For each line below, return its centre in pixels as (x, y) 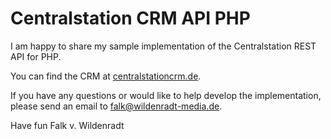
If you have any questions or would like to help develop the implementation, (166, 95)
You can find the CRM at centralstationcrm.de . (106, 76)
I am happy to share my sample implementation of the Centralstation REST (163, 46)
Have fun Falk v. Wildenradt (67, 125)
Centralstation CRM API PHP (130, 18)
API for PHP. (36, 56)
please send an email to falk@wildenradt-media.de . (116, 106)
